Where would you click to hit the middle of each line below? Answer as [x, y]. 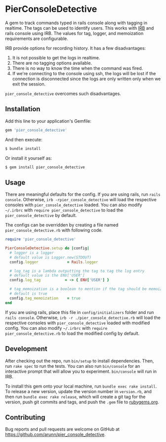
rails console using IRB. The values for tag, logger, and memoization [74, 33]
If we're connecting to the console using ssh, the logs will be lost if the [84, 73]
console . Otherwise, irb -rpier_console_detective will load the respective [81, 200]
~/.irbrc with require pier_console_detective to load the [64, 210]
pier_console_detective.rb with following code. [54, 230]
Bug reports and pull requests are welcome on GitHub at [62, 429]
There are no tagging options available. [52, 63]
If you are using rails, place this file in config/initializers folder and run [80, 312]
